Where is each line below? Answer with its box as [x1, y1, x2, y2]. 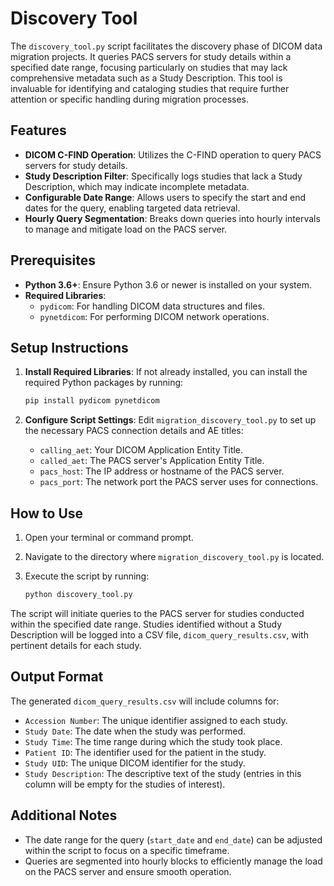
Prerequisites [10, 252, 96, 269]
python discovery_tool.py [24, 590, 133, 600]
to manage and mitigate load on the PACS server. [24, 223, 228, 235]
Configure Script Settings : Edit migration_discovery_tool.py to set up [24, 414, 317, 426]
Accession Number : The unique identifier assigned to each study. [24, 714, 288, 726]
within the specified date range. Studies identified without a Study [10, 618, 283, 630]
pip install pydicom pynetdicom [24, 396, 160, 406]
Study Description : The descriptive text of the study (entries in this [24, 767, 302, 779]
